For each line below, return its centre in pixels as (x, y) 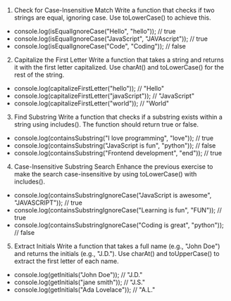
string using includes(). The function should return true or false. (106, 124)
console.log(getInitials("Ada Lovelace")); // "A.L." (85, 290)
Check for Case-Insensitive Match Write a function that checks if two (114, 10)
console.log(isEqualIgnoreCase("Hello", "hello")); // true (95, 31)
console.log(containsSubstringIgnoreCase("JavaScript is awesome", (113, 195)
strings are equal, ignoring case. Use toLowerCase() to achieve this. (112, 18)
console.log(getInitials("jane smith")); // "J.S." (80, 282)
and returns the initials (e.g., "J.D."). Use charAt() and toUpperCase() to (117, 254)
